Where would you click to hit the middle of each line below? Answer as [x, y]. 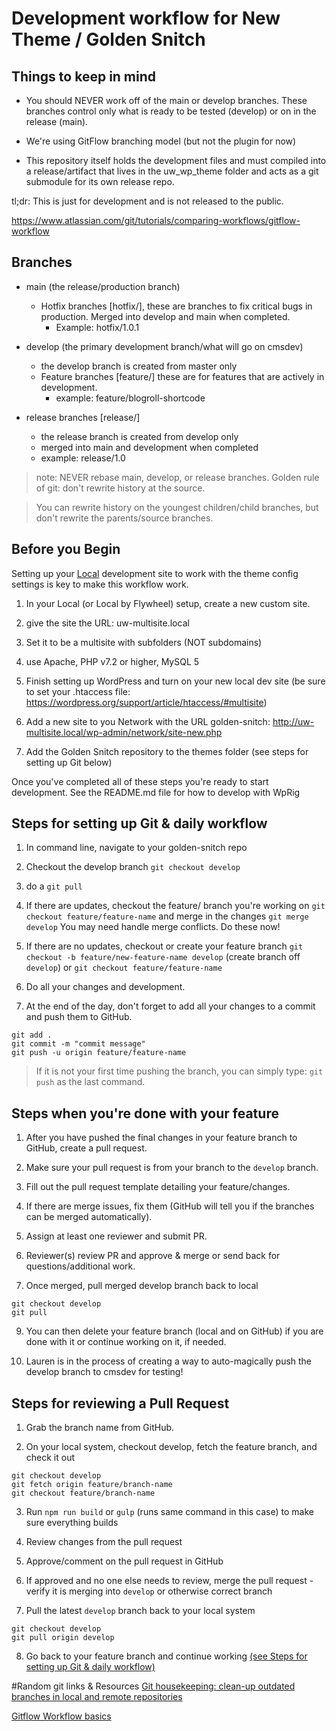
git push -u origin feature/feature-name [99, 1053]
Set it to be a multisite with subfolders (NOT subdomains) [144, 642]
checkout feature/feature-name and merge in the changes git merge [167, 916]
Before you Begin [66, 549]
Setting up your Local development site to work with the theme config [155, 573]
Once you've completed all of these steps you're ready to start [140, 781]
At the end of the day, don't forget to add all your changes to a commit [170, 1006]
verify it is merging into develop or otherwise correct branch [149, 1591]
